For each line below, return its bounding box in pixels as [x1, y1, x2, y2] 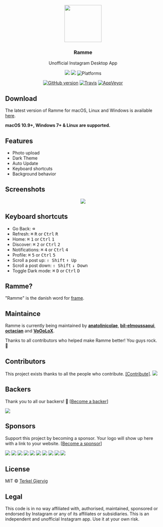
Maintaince [5, 310, 41, 318]
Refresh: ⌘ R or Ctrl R [12, 231, 58, 237]
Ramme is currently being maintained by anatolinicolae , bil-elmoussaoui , [5, 322, 156, 329]
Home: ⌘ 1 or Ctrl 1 [12, 236, 55, 242]
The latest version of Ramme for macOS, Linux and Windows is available [5, 107, 153, 113]
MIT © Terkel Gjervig [5, 478, 48, 484]
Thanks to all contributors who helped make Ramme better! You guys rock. [5, 337, 157, 344]
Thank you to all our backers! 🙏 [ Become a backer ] [5, 398, 109, 404]
